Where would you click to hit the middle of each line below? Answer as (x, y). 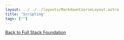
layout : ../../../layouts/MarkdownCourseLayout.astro (62, 10)
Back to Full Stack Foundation (36, 33)
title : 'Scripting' (25, 14)
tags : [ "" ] (16, 19)
